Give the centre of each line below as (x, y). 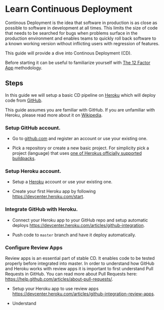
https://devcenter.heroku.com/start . (48, 197)
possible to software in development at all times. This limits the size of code (82, 28)
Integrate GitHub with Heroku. (42, 209)
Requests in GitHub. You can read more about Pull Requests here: (71, 274)
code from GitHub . (24, 100)
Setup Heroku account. (33, 171)
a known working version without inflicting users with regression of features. (82, 43)
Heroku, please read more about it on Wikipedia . (54, 115)
